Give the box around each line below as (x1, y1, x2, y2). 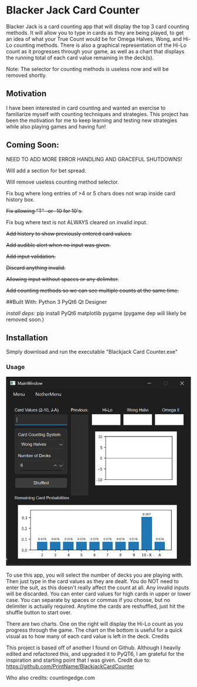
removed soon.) (6, 316, 45, 323)
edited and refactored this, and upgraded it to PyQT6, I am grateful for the (6, 650, 185, 657)
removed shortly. (6, 72, 47, 79)
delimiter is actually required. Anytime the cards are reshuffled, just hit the (6, 603, 185, 610)
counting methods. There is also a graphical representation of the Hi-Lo (13, 42, 186, 49)
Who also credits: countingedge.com (6, 674, 96, 681)
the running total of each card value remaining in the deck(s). (6, 54, 154, 61)
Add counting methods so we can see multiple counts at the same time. (6, 287, 179, 294)
